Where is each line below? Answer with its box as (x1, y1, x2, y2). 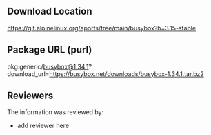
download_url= (7, 69, 50, 78)
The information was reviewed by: (7, 108, 104, 116)
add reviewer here (17, 121, 70, 130)
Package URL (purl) (7, 44, 92, 56)
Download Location (7, 6, 92, 17)
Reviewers (7, 90, 54, 102)
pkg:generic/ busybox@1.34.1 (7, 62, 89, 71)
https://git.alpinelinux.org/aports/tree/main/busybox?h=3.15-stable (7, 24, 197, 32)
